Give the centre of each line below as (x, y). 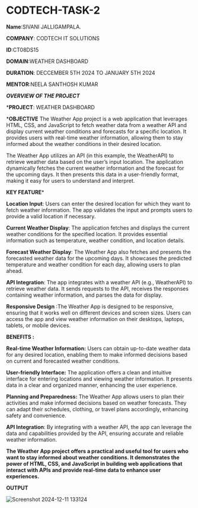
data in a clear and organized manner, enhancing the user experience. (92, 385)
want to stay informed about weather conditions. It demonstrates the (93, 457)
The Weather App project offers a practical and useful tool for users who (97, 451)
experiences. (23, 476)
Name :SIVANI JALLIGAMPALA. (44, 27)
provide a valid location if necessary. (51, 216)
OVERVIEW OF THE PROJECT (43, 96)
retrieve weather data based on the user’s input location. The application (95, 161)
